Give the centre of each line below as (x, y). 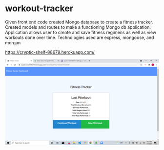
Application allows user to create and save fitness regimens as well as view (81, 32)
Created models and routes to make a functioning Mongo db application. (78, 27)
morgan (13, 42)
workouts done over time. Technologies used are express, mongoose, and (80, 37)
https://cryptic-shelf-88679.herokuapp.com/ (50, 52)
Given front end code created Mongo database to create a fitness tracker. (79, 22)
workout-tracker (39, 9)
